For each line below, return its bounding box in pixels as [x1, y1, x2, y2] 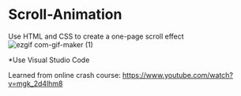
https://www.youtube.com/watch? [122, 70, 234, 79]
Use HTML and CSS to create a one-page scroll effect [8, 31, 184, 41]
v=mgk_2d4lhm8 [8, 79, 63, 88]
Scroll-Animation [8, 6, 122, 24]
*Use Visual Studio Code [8, 55, 90, 65]
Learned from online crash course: [8, 70, 121, 79]
